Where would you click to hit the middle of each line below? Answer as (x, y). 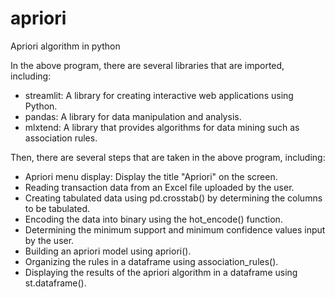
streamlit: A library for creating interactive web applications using (159, 95)
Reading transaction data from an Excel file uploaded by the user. (159, 187)
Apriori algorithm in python (65, 46)
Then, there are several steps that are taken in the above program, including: (168, 157)
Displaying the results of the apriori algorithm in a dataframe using (161, 272)
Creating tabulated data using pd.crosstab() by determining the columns (173, 198)
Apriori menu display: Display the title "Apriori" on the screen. (151, 176)
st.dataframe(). (55, 283)
